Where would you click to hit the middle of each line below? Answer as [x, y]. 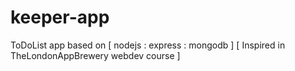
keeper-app [60, 17]
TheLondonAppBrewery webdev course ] [95, 55]
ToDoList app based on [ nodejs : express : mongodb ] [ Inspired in [148, 45]
